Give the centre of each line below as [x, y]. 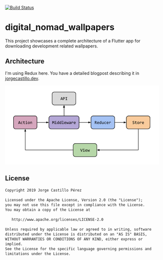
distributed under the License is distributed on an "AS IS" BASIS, [76, 234]
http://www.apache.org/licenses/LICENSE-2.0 [58, 219]
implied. [14, 244]
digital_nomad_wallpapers [60, 27]
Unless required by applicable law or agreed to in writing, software [78, 229]
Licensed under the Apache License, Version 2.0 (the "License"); [74, 200]
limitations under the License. [38, 254]
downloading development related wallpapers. [52, 46]
